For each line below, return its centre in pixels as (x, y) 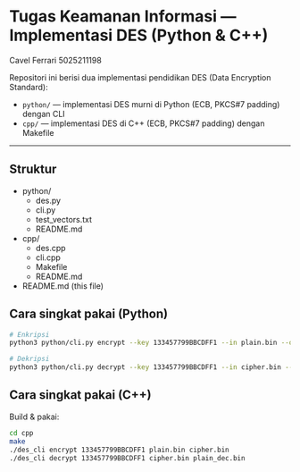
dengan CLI (43, 114)
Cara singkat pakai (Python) (88, 314)
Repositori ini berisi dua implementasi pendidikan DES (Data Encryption (140, 77)
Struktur (33, 169)
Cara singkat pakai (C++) (80, 395)
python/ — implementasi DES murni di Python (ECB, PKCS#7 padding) (151, 104)
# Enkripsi (29, 334)
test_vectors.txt (63, 219)
